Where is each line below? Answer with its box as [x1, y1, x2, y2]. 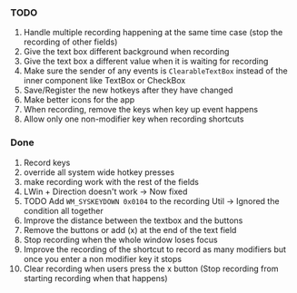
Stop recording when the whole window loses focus [23, 234, 218, 245]
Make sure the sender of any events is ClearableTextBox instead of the [23, 65, 289, 76]
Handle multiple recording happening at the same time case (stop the [23, 27, 283, 38]
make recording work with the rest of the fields [23, 176, 199, 187]
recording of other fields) [23, 36, 118, 47]
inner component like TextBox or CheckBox [23, 75, 186, 86]
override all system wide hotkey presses [23, 166, 175, 178]
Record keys [23, 157, 71, 168]
